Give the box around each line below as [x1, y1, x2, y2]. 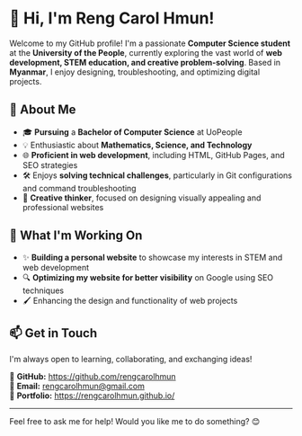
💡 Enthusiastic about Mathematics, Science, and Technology [22, 139, 253, 150]
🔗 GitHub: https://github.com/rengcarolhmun [9, 371, 177, 382]
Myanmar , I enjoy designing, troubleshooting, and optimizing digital [9, 67, 261, 77]
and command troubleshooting [22, 182, 137, 193]
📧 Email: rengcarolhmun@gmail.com [9, 381, 146, 392]
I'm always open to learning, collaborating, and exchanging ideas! [9, 354, 253, 365]
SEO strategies [22, 159, 78, 170]
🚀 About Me [9, 102, 76, 118]
